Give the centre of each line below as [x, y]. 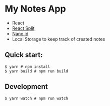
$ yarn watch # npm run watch [37, 98]
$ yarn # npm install [27, 66]
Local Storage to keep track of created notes [59, 39]
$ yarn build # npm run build [37, 71]
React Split [23, 28]
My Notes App [35, 9]
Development [26, 87]
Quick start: [24, 55]
